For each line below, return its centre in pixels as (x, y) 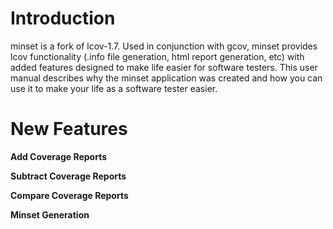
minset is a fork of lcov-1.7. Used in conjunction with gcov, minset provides (164, 46)
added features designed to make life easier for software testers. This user (164, 67)
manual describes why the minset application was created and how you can (166, 78)
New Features (69, 129)
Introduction (63, 18)
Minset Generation (50, 214)
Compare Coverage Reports (69, 195)
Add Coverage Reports (59, 156)
